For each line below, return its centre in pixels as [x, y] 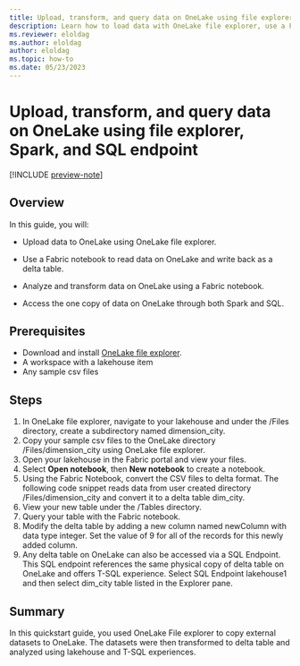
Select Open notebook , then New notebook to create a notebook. [144, 469]
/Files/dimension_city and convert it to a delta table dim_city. [133, 498]
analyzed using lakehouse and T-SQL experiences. [103, 652]
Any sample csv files [60, 371]
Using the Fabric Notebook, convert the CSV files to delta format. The [150, 479]
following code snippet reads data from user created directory [137, 488]
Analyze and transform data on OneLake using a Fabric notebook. [143, 286]
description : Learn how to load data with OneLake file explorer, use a [147, 26]
